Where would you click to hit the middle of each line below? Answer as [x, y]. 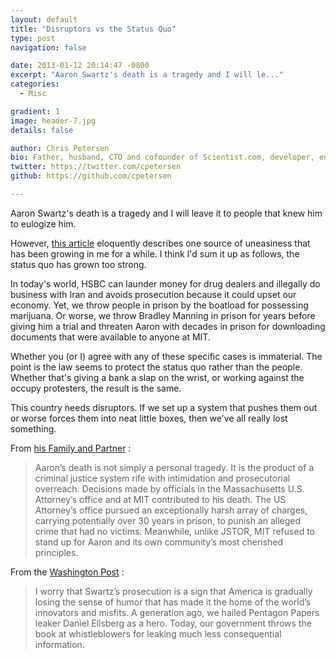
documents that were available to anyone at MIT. [110, 337]
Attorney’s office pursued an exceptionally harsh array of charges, [171, 510]
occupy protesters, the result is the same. [96, 388]
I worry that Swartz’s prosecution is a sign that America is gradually [173, 591]
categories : [35, 84]
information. [59, 644]
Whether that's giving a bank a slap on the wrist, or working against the [157, 377]
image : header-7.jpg [53, 121]
